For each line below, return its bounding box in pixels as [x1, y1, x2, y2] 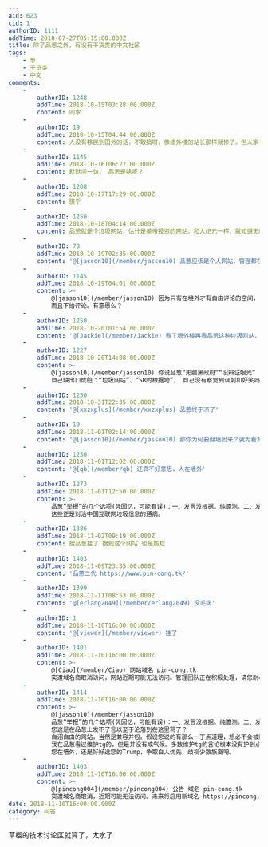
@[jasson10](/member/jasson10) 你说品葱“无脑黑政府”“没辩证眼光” [50, 369, 256, 377]
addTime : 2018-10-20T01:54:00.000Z [37, 324, 156, 332]
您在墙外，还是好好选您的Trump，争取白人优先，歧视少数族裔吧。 [50, 748, 235, 756]
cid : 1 [8, 19, 30, 27]
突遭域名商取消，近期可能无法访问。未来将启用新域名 [50, 793, 200, 801]
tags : [8, 49, 26, 57]
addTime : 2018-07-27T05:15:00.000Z [8, 34, 127, 42]
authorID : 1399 [37, 585, 88, 593]
